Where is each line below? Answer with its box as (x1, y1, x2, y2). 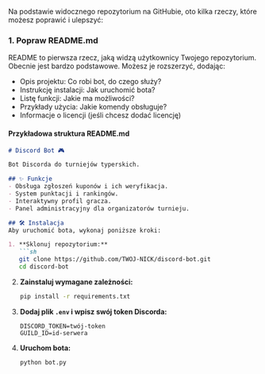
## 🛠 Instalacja (8, 218, 64, 227)
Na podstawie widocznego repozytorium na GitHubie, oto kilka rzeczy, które (8, 7, 258, 16)
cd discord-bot (18, 263, 69, 271)
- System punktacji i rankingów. (8, 190, 119, 198)
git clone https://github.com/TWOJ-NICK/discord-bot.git (18, 256, 212, 264)
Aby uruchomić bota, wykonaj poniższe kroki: (8, 226, 161, 234)
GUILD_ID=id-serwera (19, 329, 88, 337)
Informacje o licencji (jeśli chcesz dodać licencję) (19, 110, 182, 120)
